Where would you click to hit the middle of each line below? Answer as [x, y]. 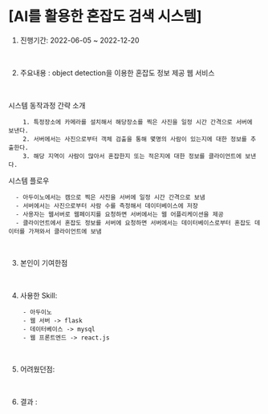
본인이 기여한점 [44, 262]
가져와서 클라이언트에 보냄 [65, 231]
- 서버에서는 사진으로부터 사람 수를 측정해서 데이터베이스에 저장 [107, 205]
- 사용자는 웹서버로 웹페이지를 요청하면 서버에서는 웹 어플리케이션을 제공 [120, 214]
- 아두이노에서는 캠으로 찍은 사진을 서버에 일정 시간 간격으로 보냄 [111, 197]
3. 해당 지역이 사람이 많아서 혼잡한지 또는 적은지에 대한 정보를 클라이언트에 [132, 156]
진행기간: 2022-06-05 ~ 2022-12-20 [79, 40]
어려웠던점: [37, 369]
